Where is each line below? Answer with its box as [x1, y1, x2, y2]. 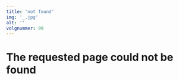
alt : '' [6, 20, 26, 25]
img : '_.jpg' [6, 14, 39, 20]
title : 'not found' [6, 8, 55, 15]
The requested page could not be [6, 51, 174, 64]
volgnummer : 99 [6, 25, 44, 31]
